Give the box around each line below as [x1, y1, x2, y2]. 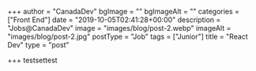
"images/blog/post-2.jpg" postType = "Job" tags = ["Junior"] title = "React [7, 32, 248, 41]
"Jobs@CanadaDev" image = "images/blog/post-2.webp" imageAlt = [7, 24, 232, 32]
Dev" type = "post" [7, 40, 70, 50]
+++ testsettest [7, 55, 58, 65]
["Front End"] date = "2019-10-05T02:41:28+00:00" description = [7, 15, 221, 24]
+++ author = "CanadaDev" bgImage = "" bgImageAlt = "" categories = [7, 7, 240, 16]
